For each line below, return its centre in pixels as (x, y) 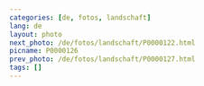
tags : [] (26, 68)
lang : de (26, 26)
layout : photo (36, 34)
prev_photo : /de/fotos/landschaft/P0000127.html (102, 59)
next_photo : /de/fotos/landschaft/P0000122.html (102, 43)
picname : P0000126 (44, 51)
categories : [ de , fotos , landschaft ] (80, 17)
